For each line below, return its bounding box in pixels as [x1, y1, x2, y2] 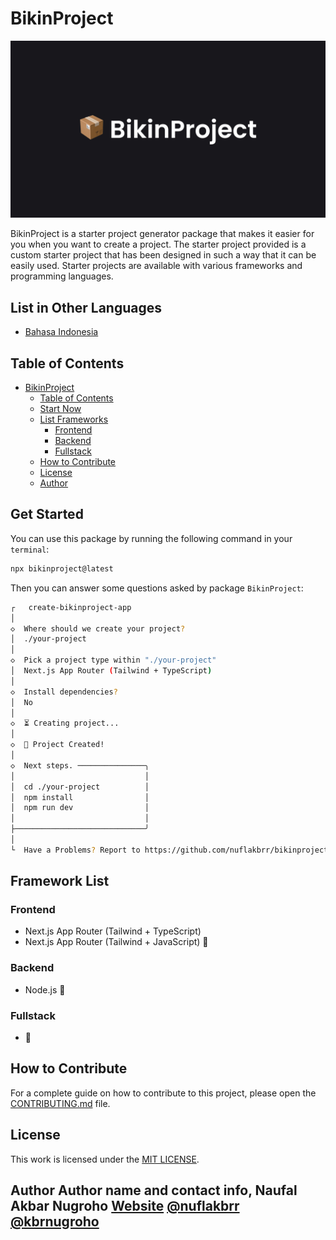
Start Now [39, 403, 82, 415]
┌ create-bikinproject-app [10, 602, 132, 612]
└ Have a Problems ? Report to [10, 845, 141, 855]
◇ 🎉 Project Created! [10, 740, 105, 750]
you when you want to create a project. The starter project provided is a [10, 238, 307, 251]
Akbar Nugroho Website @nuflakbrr [10, 1198, 240, 1215]
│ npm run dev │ [10, 803, 150, 813]
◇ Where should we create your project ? [10, 623, 186, 634]
